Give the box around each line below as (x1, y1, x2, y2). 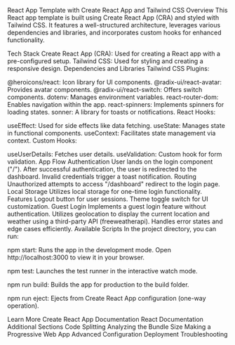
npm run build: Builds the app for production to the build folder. (7, 280, 189, 289)
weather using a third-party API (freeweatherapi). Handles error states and (7, 217, 223, 226)
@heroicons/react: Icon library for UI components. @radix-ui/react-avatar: (7, 78, 222, 86)
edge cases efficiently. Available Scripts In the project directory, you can (7, 225, 217, 233)
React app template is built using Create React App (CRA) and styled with (7, 13, 220, 22)
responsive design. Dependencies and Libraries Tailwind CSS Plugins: (7, 65, 210, 72)
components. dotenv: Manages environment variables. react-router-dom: (7, 93, 219, 101)
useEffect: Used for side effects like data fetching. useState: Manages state (7, 122, 226, 129)
